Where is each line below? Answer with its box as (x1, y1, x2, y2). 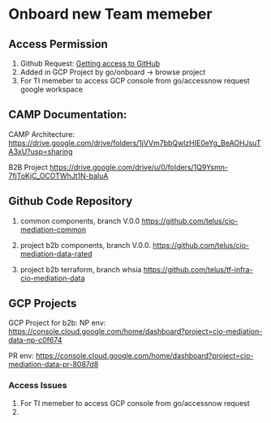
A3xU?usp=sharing (8, 147, 73, 156)
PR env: (8, 351, 35, 361)
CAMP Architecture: (8, 129, 75, 139)
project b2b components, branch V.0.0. (19, 240, 152, 250)
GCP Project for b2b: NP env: (8, 318, 106, 328)
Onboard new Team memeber (8, 5, 213, 23)
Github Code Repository (8, 194, 133, 208)
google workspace (19, 84, 84, 94)
